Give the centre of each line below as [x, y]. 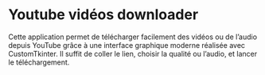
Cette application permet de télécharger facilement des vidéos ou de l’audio [132, 37]
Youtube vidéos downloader [103, 15]
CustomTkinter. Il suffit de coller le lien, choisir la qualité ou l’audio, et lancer [133, 53]
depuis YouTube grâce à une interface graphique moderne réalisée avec [127, 45]
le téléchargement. [39, 62]
